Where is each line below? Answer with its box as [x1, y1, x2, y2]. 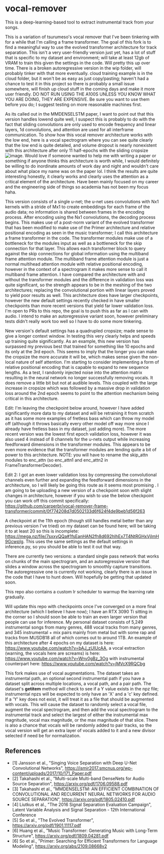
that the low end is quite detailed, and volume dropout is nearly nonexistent [5, 142, 157, 148]
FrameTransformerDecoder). [5, 462, 63, 468]
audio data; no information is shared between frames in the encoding [5, 209, 144, 215]
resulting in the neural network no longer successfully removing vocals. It [5, 374, 153, 380]
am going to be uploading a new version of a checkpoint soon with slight [5, 487, 152, 493]
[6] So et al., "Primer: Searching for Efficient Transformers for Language [12, 838, 158, 844]
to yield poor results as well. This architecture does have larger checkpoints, [5, 292, 159, 298]
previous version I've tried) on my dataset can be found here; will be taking [5, 523, 157, 529]
